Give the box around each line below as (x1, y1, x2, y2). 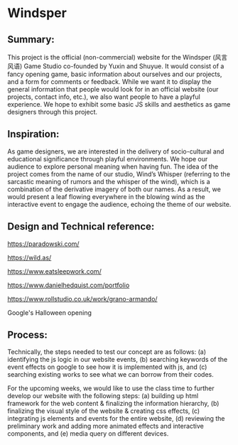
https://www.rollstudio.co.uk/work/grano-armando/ (7, 294, 158, 303)
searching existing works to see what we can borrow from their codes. (7, 370, 215, 379)
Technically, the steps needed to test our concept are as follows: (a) (7, 348, 207, 356)
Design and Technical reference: (7, 220, 155, 232)
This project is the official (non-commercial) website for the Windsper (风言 (7, 53, 228, 61)
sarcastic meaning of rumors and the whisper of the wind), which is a (7, 177, 210, 186)
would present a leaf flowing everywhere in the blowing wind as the (7, 192, 205, 200)
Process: (7, 329, 48, 341)
